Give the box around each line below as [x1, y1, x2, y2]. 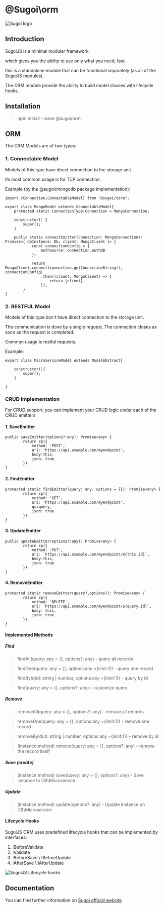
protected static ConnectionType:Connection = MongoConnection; [14, 209, 150, 214]
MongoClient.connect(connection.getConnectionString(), [5, 265, 123, 270]
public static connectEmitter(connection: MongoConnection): [14, 234, 143, 240]
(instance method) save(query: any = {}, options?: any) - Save [17, 772, 144, 778]
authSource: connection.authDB [40, 248, 106, 253]
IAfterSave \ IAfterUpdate [12, 860, 64, 866]
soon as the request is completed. [5, 329, 75, 335]
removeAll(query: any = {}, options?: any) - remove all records [17, 708, 144, 714]
